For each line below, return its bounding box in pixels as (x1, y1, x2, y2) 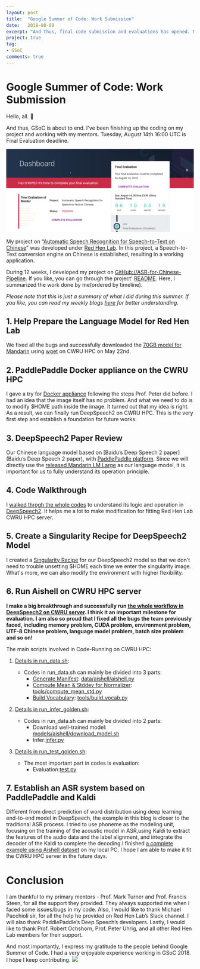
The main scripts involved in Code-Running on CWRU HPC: (6, 645, 152, 652)
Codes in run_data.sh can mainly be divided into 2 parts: (23, 717, 162, 724)
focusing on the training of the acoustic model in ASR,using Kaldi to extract (6, 827, 190, 835)
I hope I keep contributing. (6, 956, 71, 964)
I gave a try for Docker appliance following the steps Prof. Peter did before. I (6, 390, 193, 397)
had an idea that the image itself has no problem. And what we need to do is (6, 397, 193, 404)
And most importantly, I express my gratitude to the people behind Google (6, 943, 188, 950)
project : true (6, 35, 42, 41)
